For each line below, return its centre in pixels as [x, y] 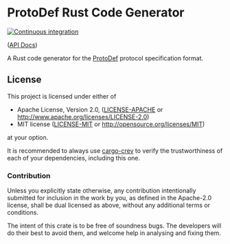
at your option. [28, 137]
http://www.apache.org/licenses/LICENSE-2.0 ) [83, 117]
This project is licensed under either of [62, 96]
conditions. [23, 212]
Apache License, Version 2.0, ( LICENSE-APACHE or [90, 109]
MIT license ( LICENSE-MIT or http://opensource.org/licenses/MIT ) [111, 124]
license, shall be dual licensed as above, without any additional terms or [109, 205]
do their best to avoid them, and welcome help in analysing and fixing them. [114, 233]
